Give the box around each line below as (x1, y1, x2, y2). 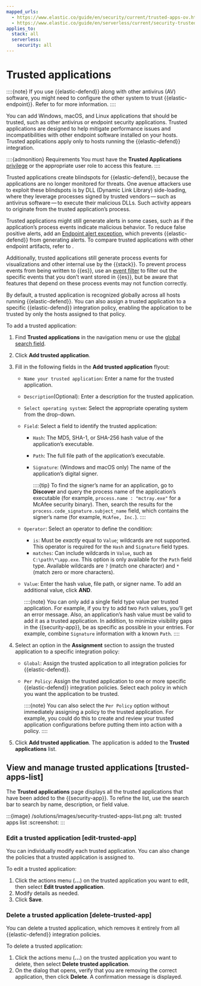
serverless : (11, 37, 42, 43)
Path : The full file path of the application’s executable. (32, 452, 165, 459)
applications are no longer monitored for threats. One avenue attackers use (6, 180, 191, 187)
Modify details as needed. (14, 889, 80, 897)
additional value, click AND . (23, 586, 92, 593)
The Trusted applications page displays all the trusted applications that (6, 788, 184, 795)
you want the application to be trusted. (23, 690, 120, 697)
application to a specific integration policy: (14, 648, 120, 655)
